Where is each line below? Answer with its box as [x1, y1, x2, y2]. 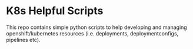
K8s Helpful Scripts [6, 4, 104, 18]
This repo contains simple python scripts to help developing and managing [6, 24, 187, 31]
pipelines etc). [6, 36, 41, 43]
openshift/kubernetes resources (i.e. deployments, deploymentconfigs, [6, 30, 179, 37]
